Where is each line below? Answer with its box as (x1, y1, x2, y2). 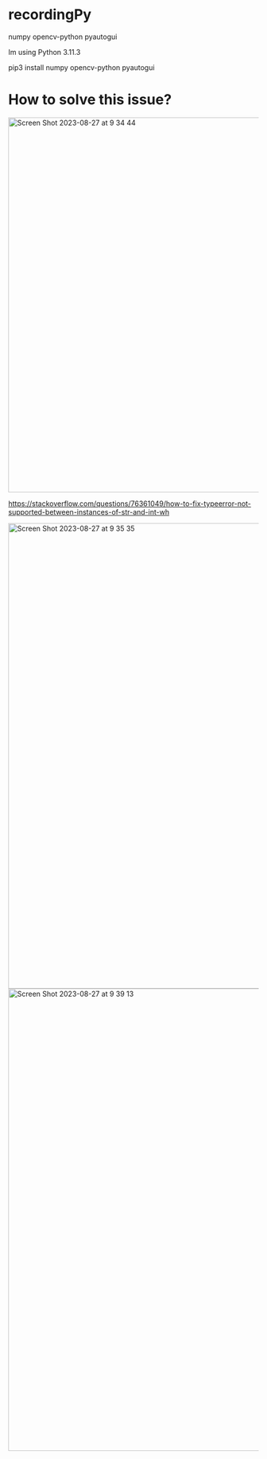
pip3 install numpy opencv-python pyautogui (8, 62, 155, 72)
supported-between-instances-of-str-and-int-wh (8, 507, 169, 516)
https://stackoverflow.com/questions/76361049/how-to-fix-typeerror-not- (8, 499, 252, 508)
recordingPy (8, 6, 92, 24)
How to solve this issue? (8, 91, 172, 109)
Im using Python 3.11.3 (8, 47, 81, 56)
